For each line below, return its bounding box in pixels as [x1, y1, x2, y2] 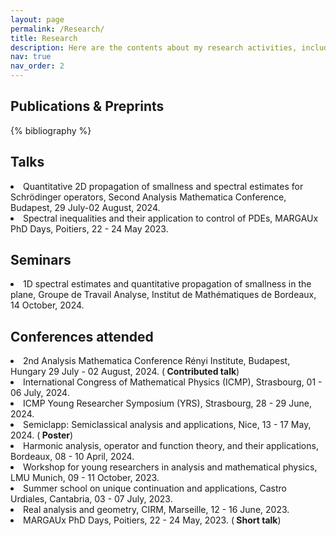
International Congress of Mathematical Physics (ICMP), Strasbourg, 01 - [23, 376, 323, 388]
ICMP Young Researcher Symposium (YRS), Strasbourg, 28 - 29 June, [23, 397, 312, 410]
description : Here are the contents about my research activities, [10, 42, 298, 53]
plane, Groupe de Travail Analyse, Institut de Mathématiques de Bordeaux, [10, 289, 317, 301]
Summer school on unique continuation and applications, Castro [23, 482, 287, 495]
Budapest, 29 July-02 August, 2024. [10, 201, 161, 213]
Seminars [10, 252, 72, 269]
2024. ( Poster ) [10, 429, 74, 441]
